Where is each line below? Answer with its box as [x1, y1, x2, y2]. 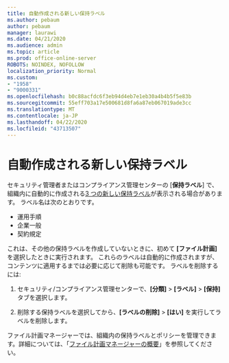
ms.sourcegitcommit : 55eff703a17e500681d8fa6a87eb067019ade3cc [7, 100, 192, 107]
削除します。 [35, 317, 71, 325]
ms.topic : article [7, 49, 60, 56]
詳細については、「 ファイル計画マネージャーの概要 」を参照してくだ [18, 340, 207, 348]
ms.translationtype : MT [7, 106, 75, 113]
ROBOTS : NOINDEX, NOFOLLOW [7, 61, 84, 68]
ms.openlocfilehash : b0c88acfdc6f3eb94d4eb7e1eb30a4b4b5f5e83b [7, 93, 192, 100]
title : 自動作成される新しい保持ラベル [7, 10, 106, 17]
